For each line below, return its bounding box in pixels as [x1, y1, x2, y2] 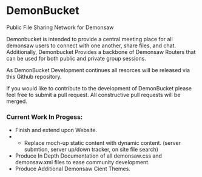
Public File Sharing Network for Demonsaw [6, 24, 114, 31]
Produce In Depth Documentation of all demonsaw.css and [15, 152, 163, 159]
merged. [6, 98, 27, 105]
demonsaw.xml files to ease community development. [15, 159, 150, 166]
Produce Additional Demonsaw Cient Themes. [15, 165, 130, 173]
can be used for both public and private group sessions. [6, 55, 147, 62]
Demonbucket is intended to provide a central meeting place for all [6, 35, 173, 42]
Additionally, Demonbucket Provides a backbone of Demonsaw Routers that [6, 48, 196, 55]
